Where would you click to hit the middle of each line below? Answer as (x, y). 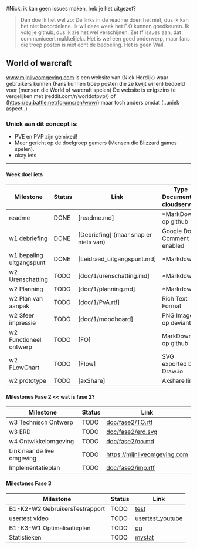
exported (174, 364)
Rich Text (175, 299)
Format (172, 306)
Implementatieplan (35, 467)
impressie (23, 323)
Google (172, 231)
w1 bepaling (26, 255)
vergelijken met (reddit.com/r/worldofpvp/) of (61, 96)
